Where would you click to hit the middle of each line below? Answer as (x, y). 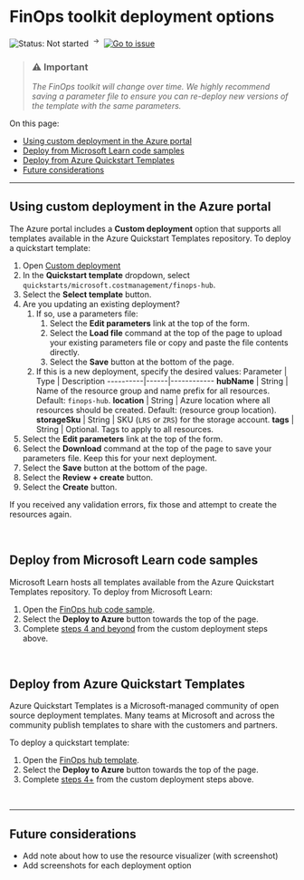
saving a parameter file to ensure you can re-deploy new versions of (160, 96)
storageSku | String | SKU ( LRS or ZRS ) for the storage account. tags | (165, 420)
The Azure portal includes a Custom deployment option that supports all (145, 228)
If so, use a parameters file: (87, 314)
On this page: (34, 123)
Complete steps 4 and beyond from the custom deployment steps (145, 628)
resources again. (41, 514)
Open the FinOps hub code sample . (89, 609)
